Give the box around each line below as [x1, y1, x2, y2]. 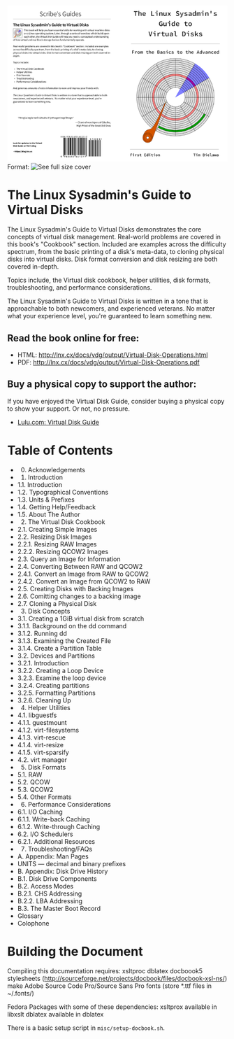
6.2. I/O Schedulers [17, 830, 73, 838]
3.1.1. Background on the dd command [17, 621, 127, 630]
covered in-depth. [7, 262, 59, 271]
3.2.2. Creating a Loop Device [17, 666, 103, 674]
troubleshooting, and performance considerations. [7, 283, 152, 292]
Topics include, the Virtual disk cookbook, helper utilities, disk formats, [7, 276, 211, 285]
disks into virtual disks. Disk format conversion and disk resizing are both [7, 255, 218, 264]
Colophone [17, 919, 50, 927]
